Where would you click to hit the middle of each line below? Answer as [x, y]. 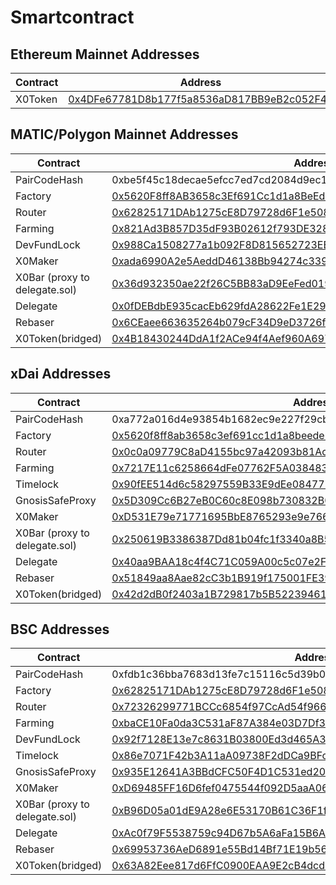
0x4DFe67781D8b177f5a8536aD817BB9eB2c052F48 [201, 99]
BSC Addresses [60, 629]
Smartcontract [72, 17]
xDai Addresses [61, 374]
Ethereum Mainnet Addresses [105, 54]
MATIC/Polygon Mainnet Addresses [124, 134]
